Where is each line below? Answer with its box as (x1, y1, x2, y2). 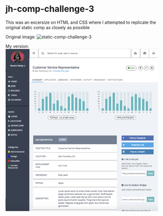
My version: (5, 43, 30, 49)
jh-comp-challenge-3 (5, 3, 94, 15)
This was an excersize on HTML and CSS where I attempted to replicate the (5, 19, 156, 25)
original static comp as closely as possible (5, 24, 90, 30)
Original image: (5, 34, 36, 40)
